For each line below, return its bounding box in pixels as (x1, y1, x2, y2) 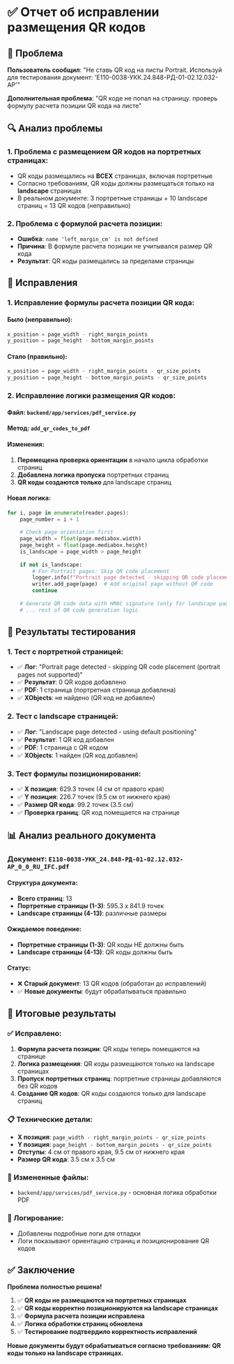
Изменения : (7, 440, 45, 448)
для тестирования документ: (7, 73, 93, 81)
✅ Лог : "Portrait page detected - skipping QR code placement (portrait (17, 662, 221, 671)
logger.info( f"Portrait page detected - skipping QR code (32, 574, 204, 581)
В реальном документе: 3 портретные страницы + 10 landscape (17, 193, 208, 202)
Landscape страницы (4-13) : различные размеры (17, 909, 167, 917)
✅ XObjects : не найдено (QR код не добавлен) (17, 694, 155, 702)
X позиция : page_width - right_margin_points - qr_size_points (17, 1132, 206, 1141)
